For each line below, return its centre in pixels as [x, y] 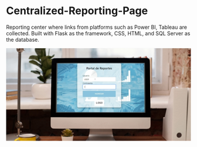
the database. [23, 39]
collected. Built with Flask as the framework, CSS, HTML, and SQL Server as [98, 33]
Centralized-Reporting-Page [77, 11]
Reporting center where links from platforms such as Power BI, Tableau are [97, 27]
